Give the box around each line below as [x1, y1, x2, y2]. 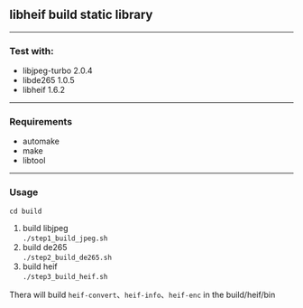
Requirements [9, 116, 73, 128]
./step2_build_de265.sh [22, 253, 113, 262]
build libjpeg [22, 222, 69, 233]
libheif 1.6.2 [22, 85, 66, 96]
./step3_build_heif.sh [22, 272, 108, 281]
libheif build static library [9, 7, 153, 23]
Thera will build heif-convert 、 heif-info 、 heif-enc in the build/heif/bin [9, 289, 276, 300]
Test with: [9, 44, 54, 57]
